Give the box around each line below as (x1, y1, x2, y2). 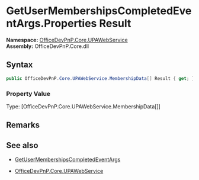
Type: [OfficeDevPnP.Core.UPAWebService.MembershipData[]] (6, 102, 161, 110)
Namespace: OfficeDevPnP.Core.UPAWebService (6, 36, 129, 43)
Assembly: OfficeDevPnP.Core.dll (6, 43, 89, 50)
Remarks (6, 120, 40, 130)
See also (6, 140, 38, 150)
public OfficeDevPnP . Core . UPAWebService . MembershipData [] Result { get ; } (6, 75, 195, 81)
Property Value (6, 89, 51, 98)
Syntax (6, 60, 33, 70)
